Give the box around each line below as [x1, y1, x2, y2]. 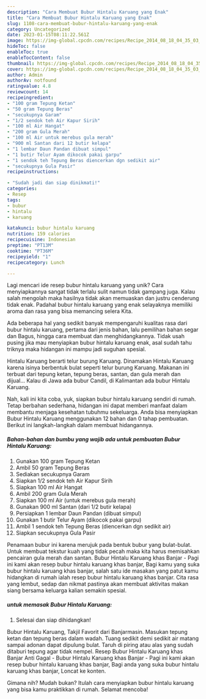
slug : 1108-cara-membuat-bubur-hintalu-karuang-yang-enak [7, 20, 158, 26]
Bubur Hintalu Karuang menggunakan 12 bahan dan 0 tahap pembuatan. [7, 415, 189, 422]
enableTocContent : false [7, 55, 70, 61]
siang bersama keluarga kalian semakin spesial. [7, 587, 127, 594]
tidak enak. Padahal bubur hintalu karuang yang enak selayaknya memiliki [7, 301, 193, 309]
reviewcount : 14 [7, 89, 48, 95]
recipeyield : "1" [7, 253, 51, 260]
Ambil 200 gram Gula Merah [15, 490, 87, 498]
